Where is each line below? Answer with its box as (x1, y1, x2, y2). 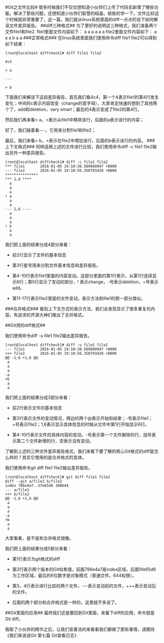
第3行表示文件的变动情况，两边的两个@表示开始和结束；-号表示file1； (12, 415, 153, 421)
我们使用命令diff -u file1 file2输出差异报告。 (5, 333, 92, 339)
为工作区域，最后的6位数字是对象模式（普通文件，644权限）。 (12, 573, 137, 578)
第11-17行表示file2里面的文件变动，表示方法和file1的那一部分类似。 (12, 296, 145, 301)
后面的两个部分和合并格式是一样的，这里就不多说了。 (12, 599, 120, 605)
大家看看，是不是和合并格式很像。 (5, 535, 74, 541)
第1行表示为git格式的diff (12, 556, 60, 562)
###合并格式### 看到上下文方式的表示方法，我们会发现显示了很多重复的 (5, 306, 151, 312)
